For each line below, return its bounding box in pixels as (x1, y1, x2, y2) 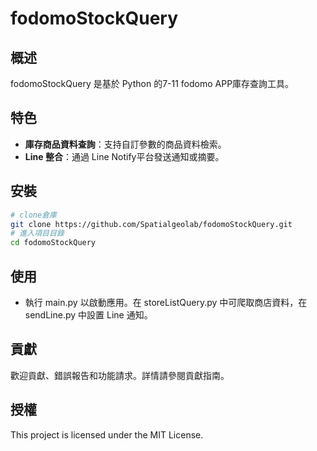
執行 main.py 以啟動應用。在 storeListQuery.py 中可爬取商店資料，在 (24, 296, 308, 308)
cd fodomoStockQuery (10, 238, 97, 248)
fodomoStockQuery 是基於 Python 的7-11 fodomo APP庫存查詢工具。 (10, 78, 295, 89)
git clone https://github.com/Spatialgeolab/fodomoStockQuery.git (10, 219, 293, 229)
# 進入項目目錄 (10, 228, 65, 239)
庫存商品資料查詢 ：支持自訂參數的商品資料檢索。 (24, 138, 227, 150)
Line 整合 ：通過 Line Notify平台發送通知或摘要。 (24, 150, 225, 162)
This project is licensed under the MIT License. (10, 428, 204, 441)
